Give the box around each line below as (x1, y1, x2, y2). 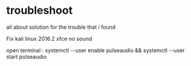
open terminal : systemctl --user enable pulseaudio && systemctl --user (6, 46, 185, 54)
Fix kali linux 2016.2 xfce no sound (6, 35, 92, 42)
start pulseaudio (6, 53, 47, 60)
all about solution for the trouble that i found (6, 23, 116, 31)
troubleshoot (6, 4, 73, 17)
